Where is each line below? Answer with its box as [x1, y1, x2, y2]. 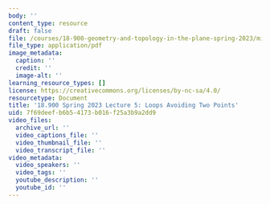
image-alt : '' [15, 71, 63, 80]
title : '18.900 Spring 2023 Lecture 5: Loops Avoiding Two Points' [8, 101, 239, 109]
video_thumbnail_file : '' [15, 138, 103, 147]
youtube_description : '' [15, 176, 99, 185]
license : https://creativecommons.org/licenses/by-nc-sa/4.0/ [8, 86, 221, 95]
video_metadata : [8, 153, 63, 161]
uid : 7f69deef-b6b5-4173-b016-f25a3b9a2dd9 [8, 109, 157, 117]
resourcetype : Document [8, 94, 88, 102]
